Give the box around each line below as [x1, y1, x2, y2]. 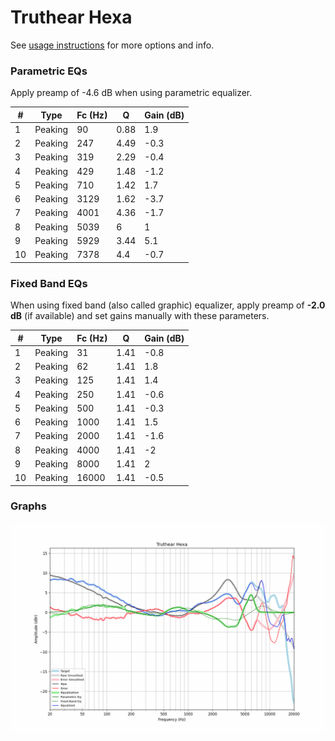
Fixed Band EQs [10, 276, 88, 290]
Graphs [10, 499, 47, 513]
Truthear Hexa [10, 6, 133, 29]
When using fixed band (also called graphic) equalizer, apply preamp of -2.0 [10, 299, 326, 311]
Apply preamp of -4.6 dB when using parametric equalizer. [10, 87, 253, 99]
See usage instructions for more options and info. [10, 39, 215, 51]
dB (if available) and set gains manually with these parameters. [10, 310, 270, 322]
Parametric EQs [10, 64, 88, 78]
